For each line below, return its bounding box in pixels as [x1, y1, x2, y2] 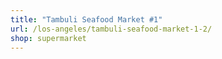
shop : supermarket [10, 33, 87, 43]
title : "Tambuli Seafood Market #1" [10, 14, 163, 25]
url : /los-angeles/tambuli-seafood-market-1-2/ [10, 24, 213, 34]
